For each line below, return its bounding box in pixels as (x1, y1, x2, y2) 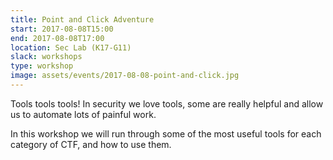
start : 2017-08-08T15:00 (10, 24, 114, 34)
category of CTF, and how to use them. (10, 138, 172, 150)
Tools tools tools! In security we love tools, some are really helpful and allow (10, 97, 324, 110)
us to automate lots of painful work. (10, 108, 157, 120)
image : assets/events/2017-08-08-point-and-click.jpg (10, 71, 240, 81)
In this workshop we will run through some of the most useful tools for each (10, 127, 322, 140)
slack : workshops (10, 52, 83, 62)
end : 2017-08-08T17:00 (10, 33, 105, 43)
